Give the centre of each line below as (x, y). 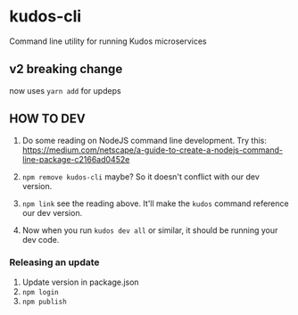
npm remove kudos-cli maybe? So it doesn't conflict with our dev (141, 177)
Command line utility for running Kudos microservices (108, 41)
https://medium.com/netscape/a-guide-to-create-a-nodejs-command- (153, 150)
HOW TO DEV (48, 119)
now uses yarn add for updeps (66, 90)
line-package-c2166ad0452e (76, 159)
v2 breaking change (66, 69)
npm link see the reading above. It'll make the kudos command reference (155, 203)
